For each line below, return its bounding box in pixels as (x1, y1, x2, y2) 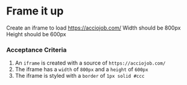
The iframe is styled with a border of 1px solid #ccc (14, 72, 145, 80)
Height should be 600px (6, 30, 66, 37)
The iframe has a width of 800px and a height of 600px (14, 66, 149, 73)
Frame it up (6, 4, 64, 18)
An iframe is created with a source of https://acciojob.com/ (14, 59, 166, 67)
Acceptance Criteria (6, 45, 67, 54)
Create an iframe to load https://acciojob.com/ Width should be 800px (6, 24, 181, 31)
